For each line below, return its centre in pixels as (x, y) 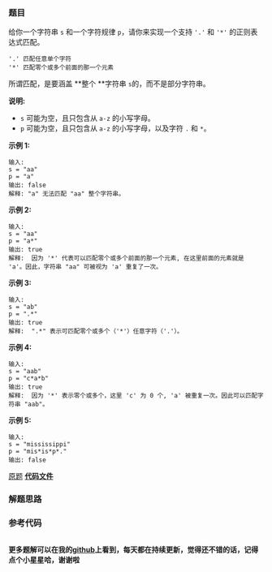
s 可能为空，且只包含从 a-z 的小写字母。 (88, 118)
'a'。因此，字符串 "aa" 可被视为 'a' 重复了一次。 (85, 267)
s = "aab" (25, 372)
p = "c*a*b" (28, 379)
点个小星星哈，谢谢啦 (44, 559)
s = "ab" (23, 307)
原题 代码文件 (31, 476)
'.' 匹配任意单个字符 (40, 59)
